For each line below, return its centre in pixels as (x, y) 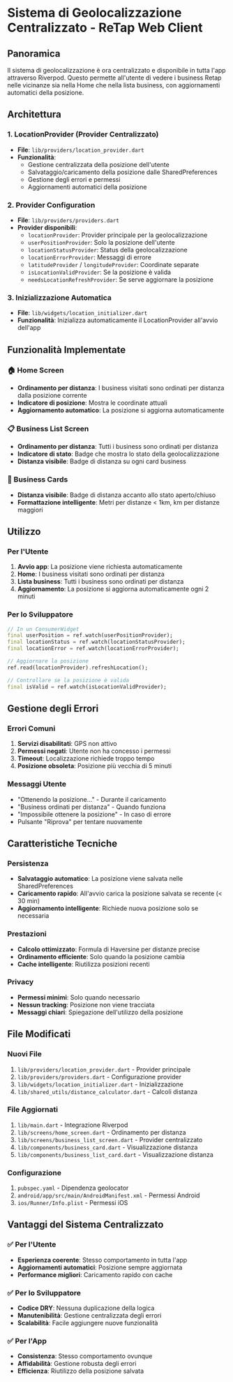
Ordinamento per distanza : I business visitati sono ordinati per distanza (121, 388)
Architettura (34, 114)
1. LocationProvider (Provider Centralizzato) (83, 134)
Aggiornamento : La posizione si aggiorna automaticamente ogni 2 (113, 589)
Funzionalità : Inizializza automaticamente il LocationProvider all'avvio (118, 320)
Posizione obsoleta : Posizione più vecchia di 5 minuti (95, 766)
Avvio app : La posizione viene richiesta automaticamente (100, 567)
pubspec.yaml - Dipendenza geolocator (73, 1188)
